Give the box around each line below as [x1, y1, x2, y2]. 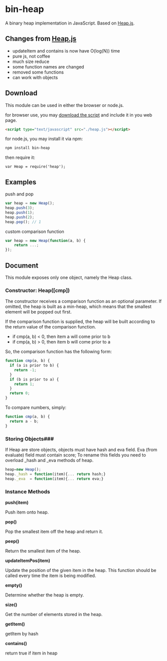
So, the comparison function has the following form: [5, 348, 112, 354]
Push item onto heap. [5, 509, 49, 515]
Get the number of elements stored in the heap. [5, 611, 103, 617]
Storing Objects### [5, 435, 54, 442]
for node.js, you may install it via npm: [5, 136, 83, 142]
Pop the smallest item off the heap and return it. [5, 528, 103, 534]
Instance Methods [5, 488, 50, 495]
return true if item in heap [5, 650, 58, 656]
